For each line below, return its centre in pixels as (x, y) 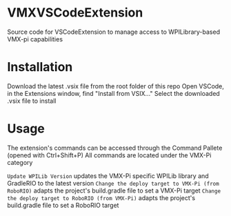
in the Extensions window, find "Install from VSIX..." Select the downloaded (114, 93)
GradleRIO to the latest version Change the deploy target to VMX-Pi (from (113, 183)
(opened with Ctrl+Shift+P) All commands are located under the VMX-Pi (109, 155)
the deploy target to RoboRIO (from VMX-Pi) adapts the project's (101, 197)
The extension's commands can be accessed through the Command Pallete (115, 148)
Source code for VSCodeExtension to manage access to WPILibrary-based (114, 32)
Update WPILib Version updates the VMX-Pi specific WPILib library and (108, 176)
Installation (40, 67)
